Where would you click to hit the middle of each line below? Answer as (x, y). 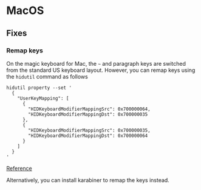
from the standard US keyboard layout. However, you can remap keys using (101, 70)
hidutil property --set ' (39, 88)
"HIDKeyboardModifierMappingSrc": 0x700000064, (89, 109)
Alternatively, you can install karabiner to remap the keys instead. (88, 180)
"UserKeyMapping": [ (43, 98)
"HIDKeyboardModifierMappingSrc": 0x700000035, (89, 130)
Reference (19, 168)
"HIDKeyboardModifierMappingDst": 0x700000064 (88, 135)
